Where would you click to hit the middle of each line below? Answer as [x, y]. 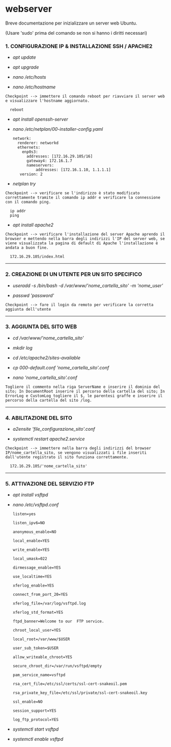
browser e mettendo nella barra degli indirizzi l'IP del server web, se [85, 239]
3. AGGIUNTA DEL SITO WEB [41, 326]
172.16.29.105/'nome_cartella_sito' [49, 466]
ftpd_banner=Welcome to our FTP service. [58, 621]
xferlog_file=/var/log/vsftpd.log [49, 603]
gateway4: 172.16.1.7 [49, 161]
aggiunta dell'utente [28, 309]
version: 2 [31, 174]
